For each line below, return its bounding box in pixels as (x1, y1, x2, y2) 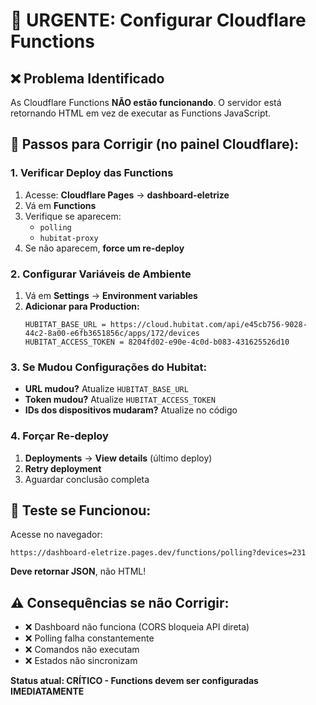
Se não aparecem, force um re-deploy (24, 242, 185, 254)
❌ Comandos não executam (24, 644, 140, 656)
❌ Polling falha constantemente (24, 632, 155, 644)
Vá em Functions (24, 199, 97, 211)
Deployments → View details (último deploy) (24, 452, 213, 464)
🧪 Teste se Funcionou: (10, 502, 152, 519)
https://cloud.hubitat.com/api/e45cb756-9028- (109, 319, 308, 329)
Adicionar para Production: (24, 300, 140, 312)
